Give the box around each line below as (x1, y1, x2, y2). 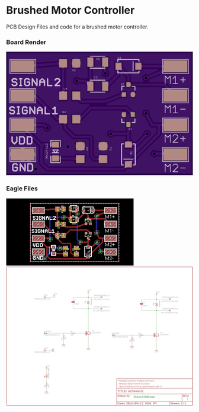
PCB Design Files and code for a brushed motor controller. (6, 23, 149, 30)
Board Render (6, 38, 47, 46)
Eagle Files (6, 184, 38, 193)
